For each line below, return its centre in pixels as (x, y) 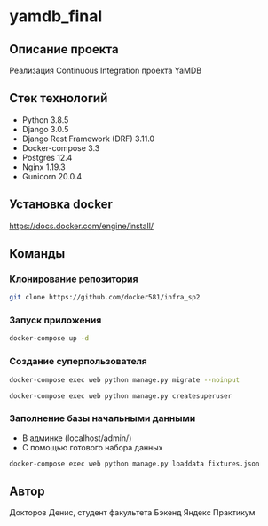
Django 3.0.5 (45, 129)
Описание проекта (64, 49)
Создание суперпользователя (79, 362)
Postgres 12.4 (47, 157)
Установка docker (61, 205)
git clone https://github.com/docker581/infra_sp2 (105, 298)
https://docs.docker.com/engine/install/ (81, 226)
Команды (37, 254)
